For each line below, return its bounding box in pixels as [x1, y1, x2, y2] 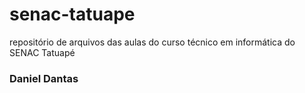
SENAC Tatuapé [9, 46, 76, 58]
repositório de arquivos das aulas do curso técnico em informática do [9, 36, 296, 48]
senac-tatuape [9, 3, 136, 26]
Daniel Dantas [9, 71, 79, 85]
